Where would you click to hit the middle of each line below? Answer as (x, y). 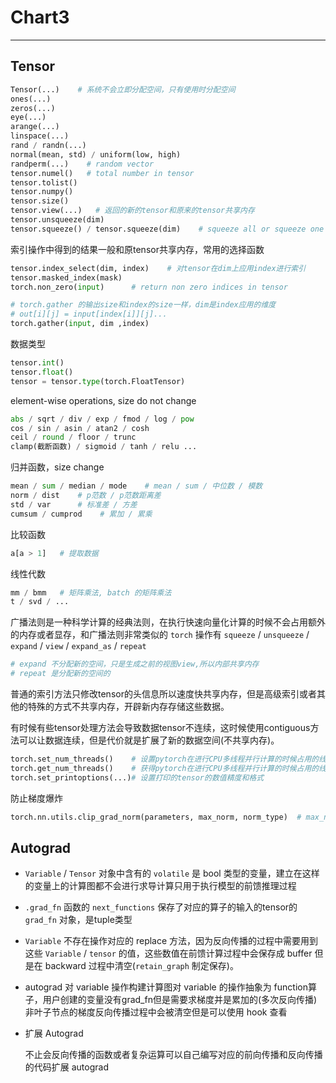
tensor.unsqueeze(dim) (57, 220)
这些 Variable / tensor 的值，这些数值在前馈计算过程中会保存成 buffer (168, 953)
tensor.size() (40, 201)
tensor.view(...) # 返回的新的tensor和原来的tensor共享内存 (132, 211)
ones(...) (31, 99)
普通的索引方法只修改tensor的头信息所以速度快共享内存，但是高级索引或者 (163, 694)
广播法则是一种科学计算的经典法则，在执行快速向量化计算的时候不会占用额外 (168, 622)
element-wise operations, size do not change (103, 400)
